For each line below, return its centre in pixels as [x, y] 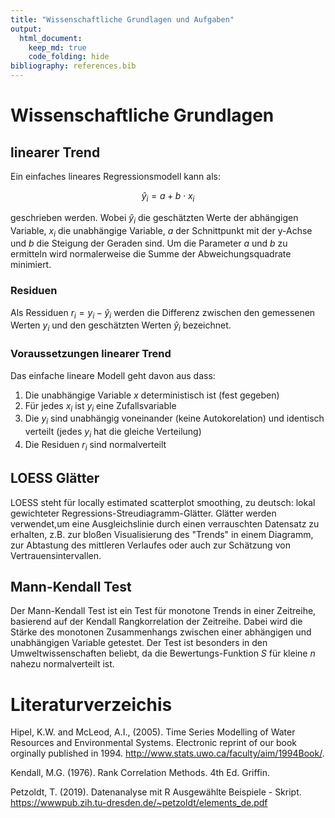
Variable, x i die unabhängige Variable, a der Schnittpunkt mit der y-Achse [161, 231]
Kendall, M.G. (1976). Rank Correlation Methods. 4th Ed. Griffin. [140, 773]
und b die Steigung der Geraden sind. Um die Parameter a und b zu [149, 243]
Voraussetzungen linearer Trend [91, 354]
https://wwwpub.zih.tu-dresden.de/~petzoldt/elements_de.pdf [139, 803]
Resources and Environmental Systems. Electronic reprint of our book [154, 743]
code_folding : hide [69, 57]
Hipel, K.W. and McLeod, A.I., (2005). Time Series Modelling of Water [153, 732]
